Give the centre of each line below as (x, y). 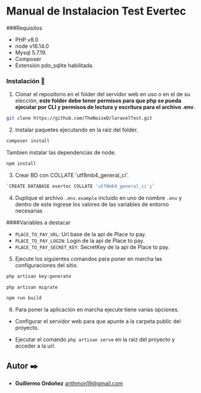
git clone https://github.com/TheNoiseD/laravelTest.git (79, 118)
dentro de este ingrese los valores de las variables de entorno (92, 204)
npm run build (24, 298)
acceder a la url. (35, 346)
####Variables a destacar (39, 222)
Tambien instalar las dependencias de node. (61, 152)
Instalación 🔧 (26, 81)
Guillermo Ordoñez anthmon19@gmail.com (69, 383)
